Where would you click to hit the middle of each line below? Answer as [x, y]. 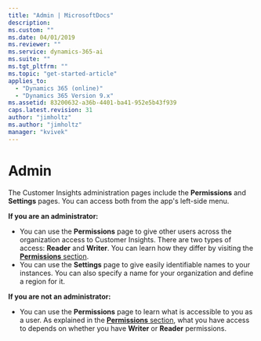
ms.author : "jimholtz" [45, 125]
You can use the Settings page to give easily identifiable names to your [135, 264]
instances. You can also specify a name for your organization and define [136, 273]
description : [29, 23]
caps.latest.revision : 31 [50, 111]
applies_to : [27, 81]
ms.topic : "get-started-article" [63, 74]
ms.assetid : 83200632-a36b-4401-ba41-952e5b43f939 [92, 103]
